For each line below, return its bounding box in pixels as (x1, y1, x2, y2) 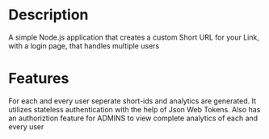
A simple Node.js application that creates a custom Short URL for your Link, (8, 32, 260, 42)
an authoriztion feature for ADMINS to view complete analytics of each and (8, 113, 258, 123)
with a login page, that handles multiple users (8, 40, 160, 50)
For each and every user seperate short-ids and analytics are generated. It (8, 95, 257, 106)
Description (8, 6, 89, 24)
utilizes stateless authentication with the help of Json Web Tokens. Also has (8, 104, 261, 114)
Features (8, 69, 69, 88)
